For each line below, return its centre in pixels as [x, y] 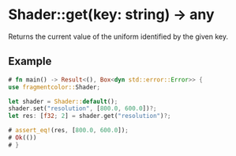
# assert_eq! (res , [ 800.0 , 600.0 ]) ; [68, 131]
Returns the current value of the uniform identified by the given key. [118, 36]
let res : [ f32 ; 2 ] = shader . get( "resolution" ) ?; [90, 116]
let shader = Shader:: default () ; [63, 101]
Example [30, 61]
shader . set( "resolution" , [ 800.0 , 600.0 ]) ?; [82, 108]
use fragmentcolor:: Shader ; [54, 87]
